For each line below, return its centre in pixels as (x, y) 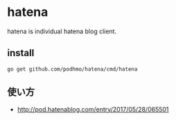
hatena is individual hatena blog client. (62, 31)
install (21, 53)
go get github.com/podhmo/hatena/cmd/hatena (72, 69)
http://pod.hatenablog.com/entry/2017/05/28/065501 (93, 109)
